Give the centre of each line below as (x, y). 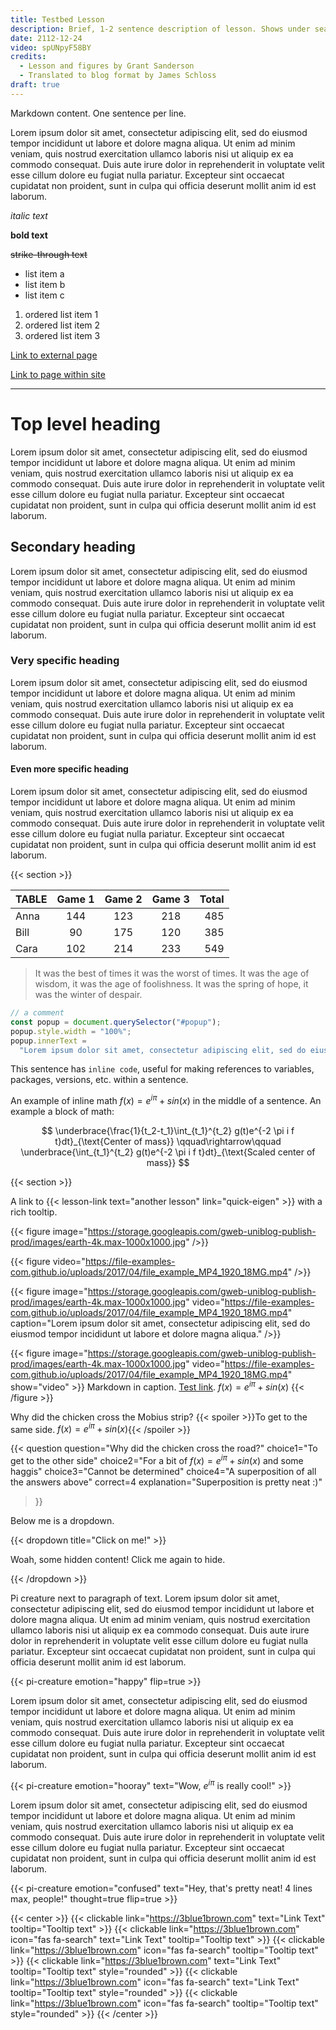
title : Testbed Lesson (57, 19)
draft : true (35, 85)
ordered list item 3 (62, 335)
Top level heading (85, 423)
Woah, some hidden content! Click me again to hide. (118, 1559)
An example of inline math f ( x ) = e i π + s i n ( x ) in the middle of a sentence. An (166, 1100)
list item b (45, 284)
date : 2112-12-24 (46, 38)
